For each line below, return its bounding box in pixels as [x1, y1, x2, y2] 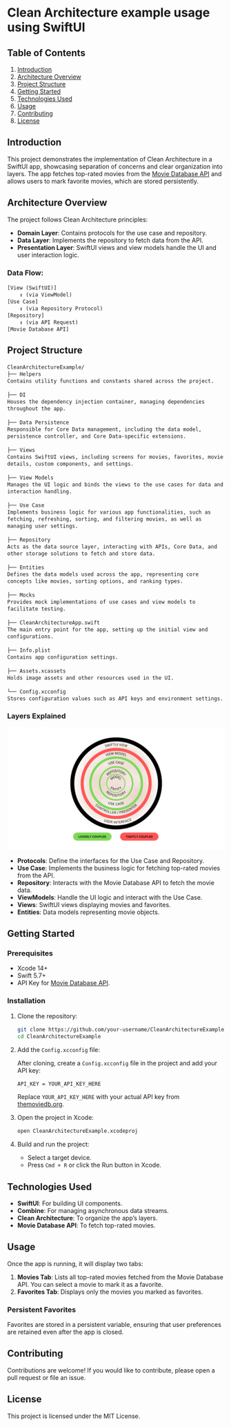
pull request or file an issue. [7, 1373, 86, 1381]
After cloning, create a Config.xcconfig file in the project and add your [17, 1059, 217, 1067]
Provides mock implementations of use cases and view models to [7, 599, 196, 605]
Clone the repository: [17, 1011, 78, 1020]
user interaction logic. [17, 251, 79, 259]
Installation [7, 996, 46, 1006]
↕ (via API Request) [19, 319, 79, 326]
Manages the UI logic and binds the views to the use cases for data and [7, 481, 224, 488]
